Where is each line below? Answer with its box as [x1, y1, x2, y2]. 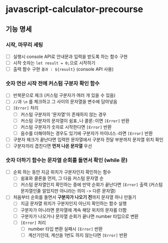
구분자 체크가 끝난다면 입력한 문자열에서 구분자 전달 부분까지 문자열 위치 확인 [13, 136, 164, 142]
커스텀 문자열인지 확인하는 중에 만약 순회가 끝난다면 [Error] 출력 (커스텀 [20, 182, 163, 188]
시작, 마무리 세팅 [6, 41, 43, 48]
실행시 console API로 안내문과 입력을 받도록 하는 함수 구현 [13, 53, 128, 59]
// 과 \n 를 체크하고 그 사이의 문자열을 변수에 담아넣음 [13, 99, 118, 105]
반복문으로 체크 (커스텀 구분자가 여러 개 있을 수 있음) [13, 92, 116, 99]
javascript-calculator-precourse [6, 4, 143, 15]
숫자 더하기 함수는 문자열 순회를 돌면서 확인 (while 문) [6, 156, 128, 164]
